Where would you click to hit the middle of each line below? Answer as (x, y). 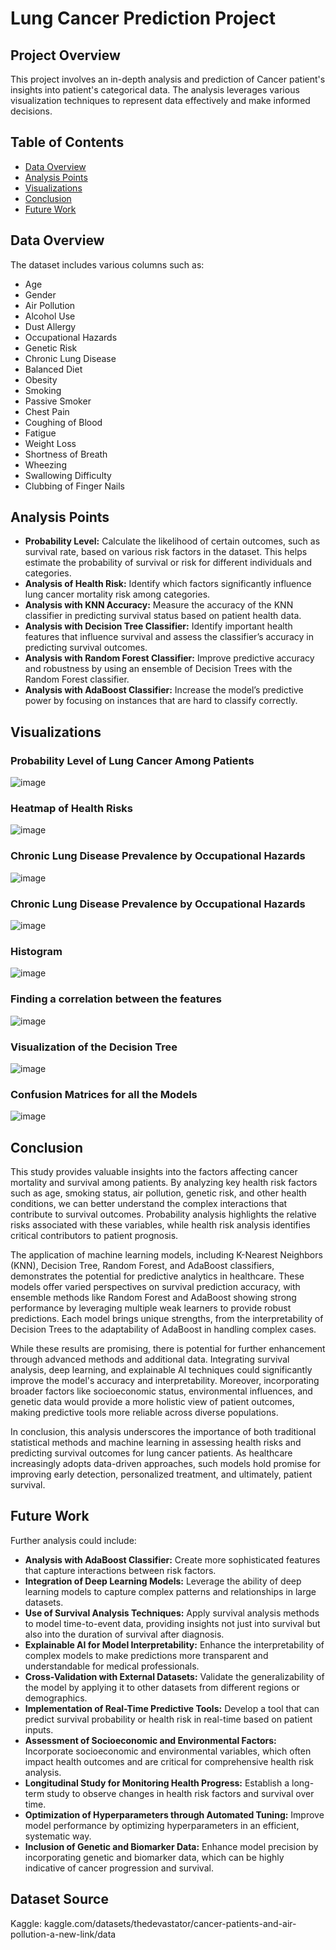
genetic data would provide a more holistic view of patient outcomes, (152, 1402)
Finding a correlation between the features (116, 999)
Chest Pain (47, 411)
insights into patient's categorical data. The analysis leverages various (155, 90)
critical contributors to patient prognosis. (94, 1236)
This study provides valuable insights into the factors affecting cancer (154, 1172)
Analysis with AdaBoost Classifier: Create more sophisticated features (172, 1559)
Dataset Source (59, 1899)
